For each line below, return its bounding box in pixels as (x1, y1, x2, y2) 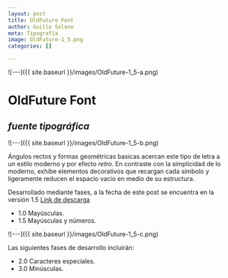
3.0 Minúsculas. (17, 265, 64, 272)
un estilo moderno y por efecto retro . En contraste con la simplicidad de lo (8, 160, 222, 168)
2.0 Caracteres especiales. (17, 257, 96, 265)
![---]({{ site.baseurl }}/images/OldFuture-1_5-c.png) (8, 230, 159, 238)
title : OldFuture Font (8, 17, 74, 24)
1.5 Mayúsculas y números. (17, 217, 96, 224)
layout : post (8, 10, 46, 17)
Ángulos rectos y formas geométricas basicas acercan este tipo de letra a (8, 152, 220, 161)
